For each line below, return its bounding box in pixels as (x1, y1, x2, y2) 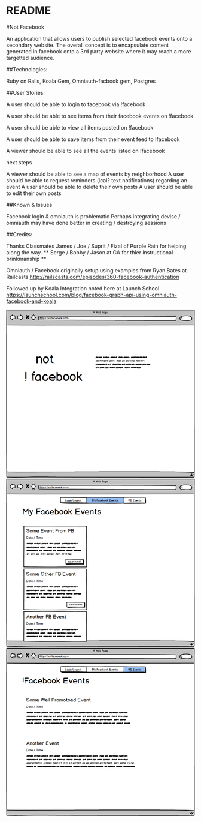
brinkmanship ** (6, 255, 47, 262)
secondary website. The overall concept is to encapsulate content (6, 41, 169, 49)
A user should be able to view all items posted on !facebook (6, 124, 154, 131)
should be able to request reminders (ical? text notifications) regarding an (6, 176, 187, 184)
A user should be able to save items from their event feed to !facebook (6, 136, 180, 143)
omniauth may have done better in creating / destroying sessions (6, 219, 166, 226)
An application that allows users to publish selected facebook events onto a (6, 35, 193, 42)
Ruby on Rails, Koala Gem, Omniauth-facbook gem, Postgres (6, 77, 156, 85)
